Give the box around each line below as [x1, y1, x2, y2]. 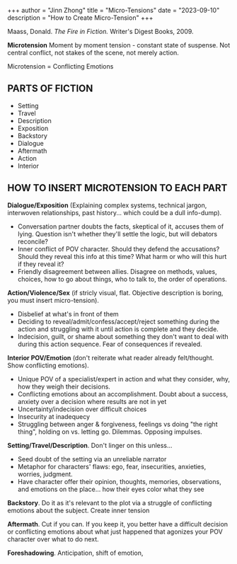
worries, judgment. [17, 470, 73, 478]
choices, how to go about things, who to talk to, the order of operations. [17, 275, 228, 283]
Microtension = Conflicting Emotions [7, 62, 114, 70]
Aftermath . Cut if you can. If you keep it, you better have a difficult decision [7, 519, 229, 528]
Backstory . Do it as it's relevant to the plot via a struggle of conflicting [7, 498, 212, 507]
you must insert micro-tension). [7, 296, 99, 304]
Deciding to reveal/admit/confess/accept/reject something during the [17, 317, 220, 326]
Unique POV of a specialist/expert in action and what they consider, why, [17, 374, 231, 383]
